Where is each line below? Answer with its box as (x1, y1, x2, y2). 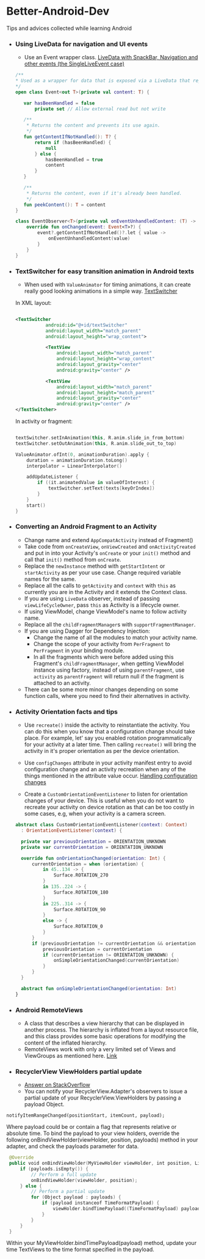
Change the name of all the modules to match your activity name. (33, 634, 198, 641)
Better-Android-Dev (6, 4, 110, 18)
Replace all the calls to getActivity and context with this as (24, 582, 176, 589)
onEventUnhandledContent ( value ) (48, 235, 131, 242)
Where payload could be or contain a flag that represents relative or (6, 1123, 177, 1131)
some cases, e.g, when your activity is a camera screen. (24, 810, 166, 817)
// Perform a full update (31, 1172, 97, 1178)
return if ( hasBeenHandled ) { (34, 139, 112, 145)
